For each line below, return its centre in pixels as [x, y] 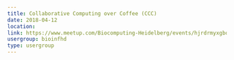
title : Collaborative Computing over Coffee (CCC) [82, 13]
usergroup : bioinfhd [37, 39]
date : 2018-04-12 [32, 20]
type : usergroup [31, 46]
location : [22, 26]
